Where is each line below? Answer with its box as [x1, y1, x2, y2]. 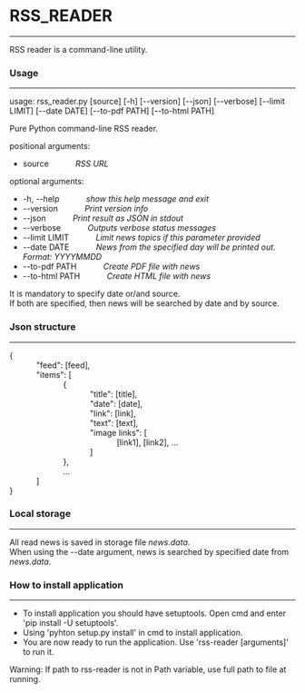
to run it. [22, 647, 54, 658]
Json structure [9, 321, 76, 333]
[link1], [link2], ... [116, 437, 179, 448]
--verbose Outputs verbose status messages [22, 223, 216, 233]
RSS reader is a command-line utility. [9, 44, 148, 54]
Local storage [9, 508, 71, 520]
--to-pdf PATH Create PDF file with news [22, 261, 201, 272]
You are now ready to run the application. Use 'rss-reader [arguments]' [22, 637, 289, 648]
